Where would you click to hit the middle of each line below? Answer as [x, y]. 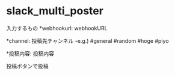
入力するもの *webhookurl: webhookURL [57, 28]
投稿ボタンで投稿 [27, 66]
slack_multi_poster [55, 11]
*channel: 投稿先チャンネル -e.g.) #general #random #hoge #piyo [88, 40]
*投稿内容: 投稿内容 [30, 53]
